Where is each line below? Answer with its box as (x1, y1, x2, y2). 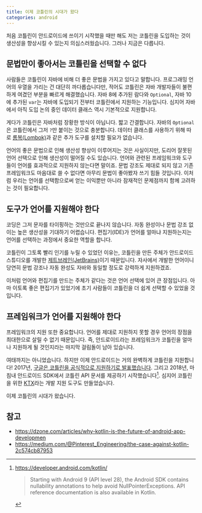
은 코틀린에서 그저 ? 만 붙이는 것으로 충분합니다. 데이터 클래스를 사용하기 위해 (6, 126, 185, 133)
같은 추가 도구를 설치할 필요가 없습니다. (52, 134, 144, 141)
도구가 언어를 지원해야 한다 (6, 203, 99, 214)
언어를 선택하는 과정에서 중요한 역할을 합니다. (6, 236, 112, 243)
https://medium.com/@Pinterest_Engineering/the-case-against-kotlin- (14, 441, 189, 448)
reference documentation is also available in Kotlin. (29, 489, 156, 496)
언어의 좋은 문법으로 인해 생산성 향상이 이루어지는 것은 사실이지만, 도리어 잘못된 (6, 147, 192, 154)
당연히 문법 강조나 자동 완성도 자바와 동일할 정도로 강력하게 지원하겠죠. (6, 264, 171, 272)
